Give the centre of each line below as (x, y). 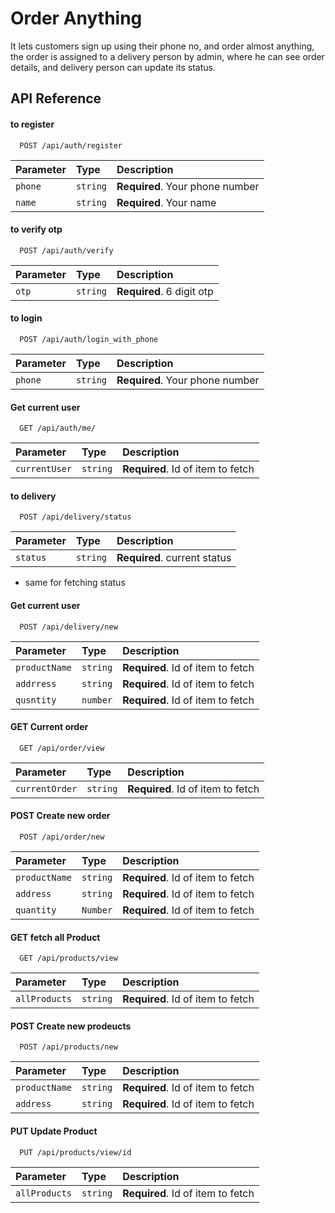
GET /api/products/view (68, 958)
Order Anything (76, 18)
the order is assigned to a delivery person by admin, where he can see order (167, 56)
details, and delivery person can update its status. (113, 67)
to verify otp (36, 229)
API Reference (56, 98)
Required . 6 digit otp (165, 291)
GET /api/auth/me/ (58, 428)
